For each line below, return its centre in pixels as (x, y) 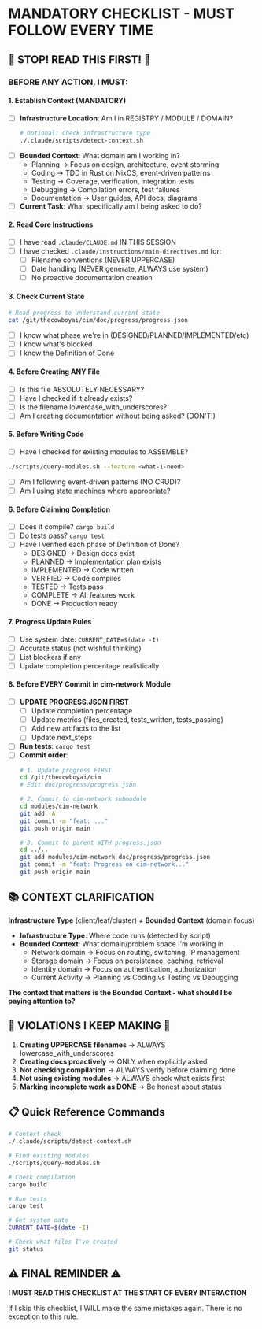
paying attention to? (42, 1001)
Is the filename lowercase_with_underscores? (93, 407)
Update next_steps (62, 738)
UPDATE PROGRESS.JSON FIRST (74, 702)
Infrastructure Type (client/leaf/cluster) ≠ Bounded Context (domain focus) (131, 920)
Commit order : (44, 755)
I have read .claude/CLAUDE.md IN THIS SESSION (98, 242)
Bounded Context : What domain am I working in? (100, 155)
